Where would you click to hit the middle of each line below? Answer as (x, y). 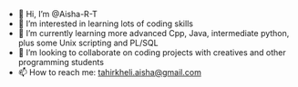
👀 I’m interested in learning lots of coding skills (106, 24)
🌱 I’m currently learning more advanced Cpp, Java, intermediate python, (154, 33)
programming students (61, 62)
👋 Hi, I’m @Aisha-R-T (58, 14)
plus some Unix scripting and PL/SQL (88, 43)
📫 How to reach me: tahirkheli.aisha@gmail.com (110, 72)
